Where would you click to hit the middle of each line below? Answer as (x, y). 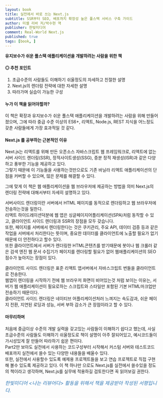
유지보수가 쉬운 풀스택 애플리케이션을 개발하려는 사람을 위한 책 (63, 56)
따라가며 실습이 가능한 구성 (37, 92)
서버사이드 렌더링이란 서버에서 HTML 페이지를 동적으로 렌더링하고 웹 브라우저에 (81, 203)
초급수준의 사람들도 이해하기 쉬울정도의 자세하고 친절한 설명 (69, 80)
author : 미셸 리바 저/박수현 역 (33, 23)
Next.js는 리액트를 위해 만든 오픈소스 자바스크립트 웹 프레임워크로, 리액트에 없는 (81, 152)
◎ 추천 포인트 (18, 68)
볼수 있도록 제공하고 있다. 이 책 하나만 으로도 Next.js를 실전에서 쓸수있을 (79, 365)
